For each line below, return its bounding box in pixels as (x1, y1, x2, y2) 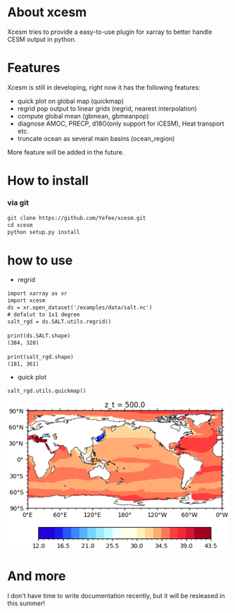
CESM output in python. (7, 35, 77, 43)
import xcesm (7, 297, 46, 304)
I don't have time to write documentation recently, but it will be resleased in (7, 591, 225, 600)
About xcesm (7, 4, 87, 20)
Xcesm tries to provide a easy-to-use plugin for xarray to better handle (7, 28, 212, 36)
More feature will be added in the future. (7, 147, 125, 156)
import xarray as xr (7, 290, 68, 297)
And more (7, 569, 66, 584)
